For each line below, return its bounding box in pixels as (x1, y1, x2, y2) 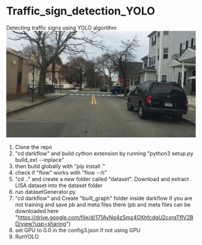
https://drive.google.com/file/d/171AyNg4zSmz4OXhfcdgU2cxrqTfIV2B (17, 214, 194, 221)
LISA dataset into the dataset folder (14, 182, 103, 189)
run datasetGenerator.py (14, 188, 76, 196)
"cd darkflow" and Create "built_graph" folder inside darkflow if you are (14, 194, 192, 202)
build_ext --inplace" (14, 157, 64, 164)
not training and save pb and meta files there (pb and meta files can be (14, 201, 191, 208)
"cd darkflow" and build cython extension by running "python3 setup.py (14, 150, 194, 157)
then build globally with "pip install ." (14, 163, 106, 170)
